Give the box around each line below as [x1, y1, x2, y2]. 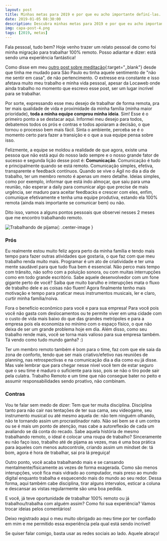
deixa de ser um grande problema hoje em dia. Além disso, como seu [5, 326, 147, 332]
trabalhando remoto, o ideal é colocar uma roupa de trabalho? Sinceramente [5, 434, 162, 440]
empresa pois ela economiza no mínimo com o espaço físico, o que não [5, 321, 153, 327]
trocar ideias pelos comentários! [5, 506, 71, 512]
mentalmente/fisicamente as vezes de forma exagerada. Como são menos [5, 464, 158, 470]
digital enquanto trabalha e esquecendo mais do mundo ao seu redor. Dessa [5, 475, 162, 481]
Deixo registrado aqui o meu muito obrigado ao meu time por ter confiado [5, 515, 156, 521]
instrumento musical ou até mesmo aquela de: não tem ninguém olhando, [5, 412, 156, 418]
